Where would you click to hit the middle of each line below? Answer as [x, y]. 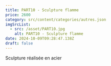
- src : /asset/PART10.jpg [38, 29]
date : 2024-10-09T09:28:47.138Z [40, 39]
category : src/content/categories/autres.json [56, 19]
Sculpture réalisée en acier [34, 58]
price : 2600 [18, 15]
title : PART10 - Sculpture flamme [42, 10]
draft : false [19, 43]
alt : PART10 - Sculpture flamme [49, 34]
